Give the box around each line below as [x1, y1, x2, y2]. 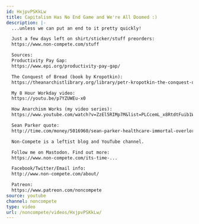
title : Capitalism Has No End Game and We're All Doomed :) [6, 14, 158, 20]
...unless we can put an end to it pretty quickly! [11, 25, 142, 31]
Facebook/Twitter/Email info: [11, 165, 86, 172]
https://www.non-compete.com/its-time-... [11, 155, 118, 161]
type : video [6, 204, 36, 210]
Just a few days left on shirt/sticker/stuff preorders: [11, 36, 155, 42]
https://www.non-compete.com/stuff [11, 41, 99, 47]
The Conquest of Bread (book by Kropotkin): [11, 73, 123, 80]
